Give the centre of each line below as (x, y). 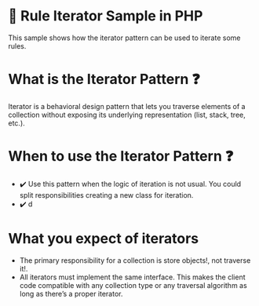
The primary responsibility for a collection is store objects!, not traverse (135, 260)
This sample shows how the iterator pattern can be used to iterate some (124, 38)
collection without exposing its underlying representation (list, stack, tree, (127, 115)
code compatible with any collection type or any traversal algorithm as (133, 285)
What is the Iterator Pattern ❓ (104, 80)
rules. (17, 46)
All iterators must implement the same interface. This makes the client (132, 277)
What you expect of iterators (103, 239)
